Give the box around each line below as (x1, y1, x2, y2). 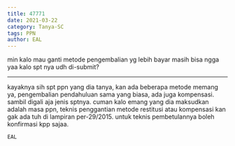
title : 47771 (7, 10, 45, 17)
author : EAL (7, 36, 42, 43)
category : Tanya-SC (7, 23, 64, 30)
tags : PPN (7, 29, 36, 37)
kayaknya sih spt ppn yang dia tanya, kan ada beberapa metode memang (7, 83, 219, 92)
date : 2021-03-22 (7, 17, 58, 24)
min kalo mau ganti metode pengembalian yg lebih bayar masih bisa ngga (7, 55, 220, 64)
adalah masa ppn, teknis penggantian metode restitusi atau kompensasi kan (7, 105, 226, 114)
